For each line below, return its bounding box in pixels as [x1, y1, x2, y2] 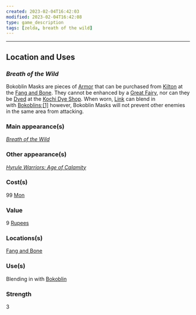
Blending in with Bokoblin [6, 275, 67, 282]
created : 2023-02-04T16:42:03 [6, 8, 80, 15]
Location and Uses [6, 52, 75, 62]
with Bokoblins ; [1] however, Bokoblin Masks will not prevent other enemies [6, 101, 185, 108]
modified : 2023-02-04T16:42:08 [6, 14, 82, 20]
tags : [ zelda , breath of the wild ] [6, 25, 93, 31]
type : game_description [6, 19, 64, 25]
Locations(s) [6, 234, 43, 242]
